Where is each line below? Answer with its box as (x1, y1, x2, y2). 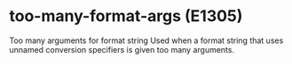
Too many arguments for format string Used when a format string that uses (9, 35, 284, 46)
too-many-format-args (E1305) (9, 6, 243, 26)
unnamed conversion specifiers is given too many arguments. (9, 44, 235, 54)
